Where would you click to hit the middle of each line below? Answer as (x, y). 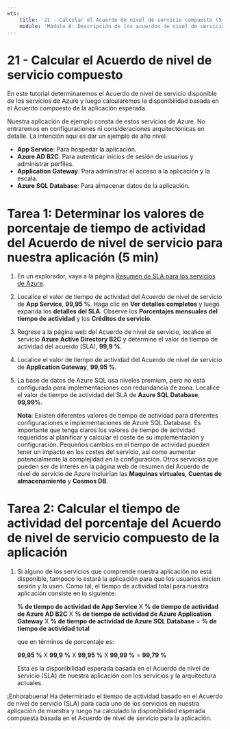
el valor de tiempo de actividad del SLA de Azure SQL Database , (108, 395)
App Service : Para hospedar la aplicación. (77, 150)
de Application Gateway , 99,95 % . (67, 367)
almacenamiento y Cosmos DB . (62, 481)
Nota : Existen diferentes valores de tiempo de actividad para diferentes (117, 416)
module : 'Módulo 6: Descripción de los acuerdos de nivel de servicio (122, 26)
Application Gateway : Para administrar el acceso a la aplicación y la (113, 171)
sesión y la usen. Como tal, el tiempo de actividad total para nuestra (113, 586)
